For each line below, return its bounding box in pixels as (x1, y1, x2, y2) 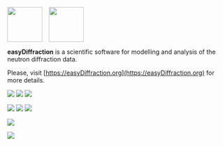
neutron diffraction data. (7, 55, 78, 63)
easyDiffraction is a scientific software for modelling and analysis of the (7, 48, 216, 56)
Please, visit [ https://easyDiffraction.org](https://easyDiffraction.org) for (7, 68, 215, 77)
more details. (7, 76, 45, 84)
